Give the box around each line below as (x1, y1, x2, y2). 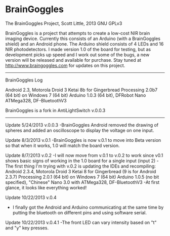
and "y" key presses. (5, 224, 49, 231)
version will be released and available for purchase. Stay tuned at (5, 57, 142, 63)
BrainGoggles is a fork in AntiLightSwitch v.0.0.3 (5, 107, 106, 113)
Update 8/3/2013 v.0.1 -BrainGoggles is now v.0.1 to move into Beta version (5, 137, 161, 143)
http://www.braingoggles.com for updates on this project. (5, 62, 125, 68)
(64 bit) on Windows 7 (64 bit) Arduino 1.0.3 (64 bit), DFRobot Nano (5, 92, 146, 98)
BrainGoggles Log (5, 77, 43, 83)
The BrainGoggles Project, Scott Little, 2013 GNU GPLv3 (5, 20, 122, 26)
